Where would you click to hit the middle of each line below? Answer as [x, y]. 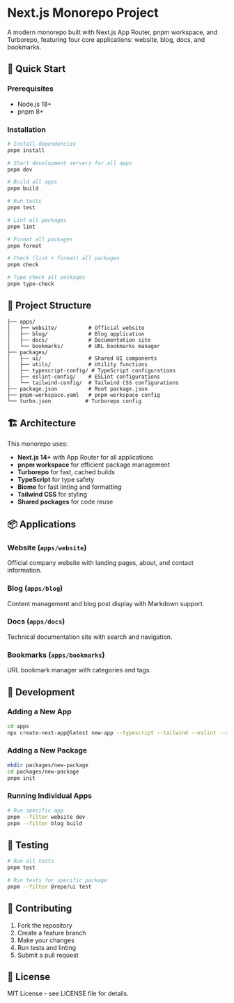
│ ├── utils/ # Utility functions [78, 364]
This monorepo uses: [38, 444]
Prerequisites [30, 89]
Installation [27, 129]
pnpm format [24, 246]
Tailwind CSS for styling [52, 494]
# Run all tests [31, 861]
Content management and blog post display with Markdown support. [106, 603]
